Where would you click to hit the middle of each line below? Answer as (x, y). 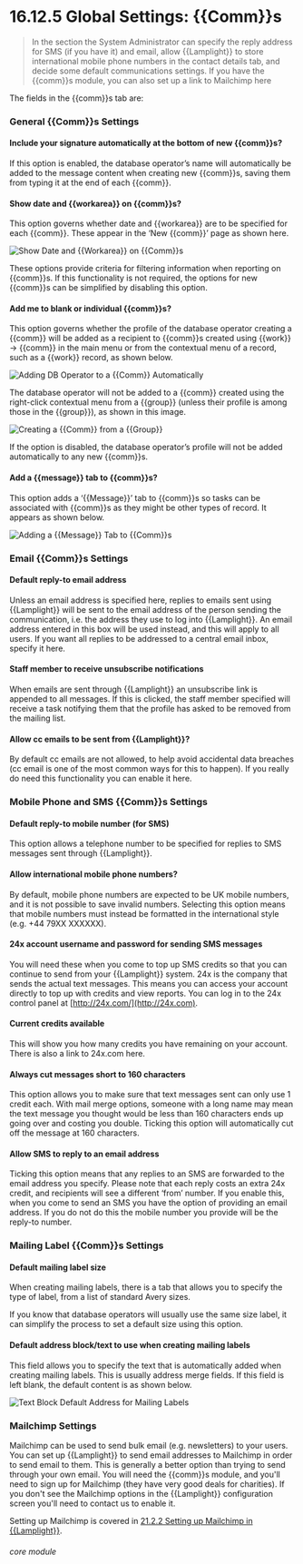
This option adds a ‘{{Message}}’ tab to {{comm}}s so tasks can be (135, 497)
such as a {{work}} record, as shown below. (92, 358)
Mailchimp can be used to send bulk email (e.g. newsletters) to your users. (149, 1445)
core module (33, 1551)
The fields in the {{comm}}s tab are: (77, 98)
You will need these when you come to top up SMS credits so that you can (148, 964)
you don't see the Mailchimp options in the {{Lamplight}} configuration (142, 1493)
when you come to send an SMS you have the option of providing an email (148, 1203)
